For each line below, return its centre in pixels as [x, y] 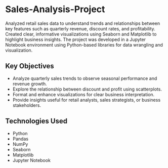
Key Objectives [30, 66]
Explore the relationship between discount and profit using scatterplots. [87, 89]
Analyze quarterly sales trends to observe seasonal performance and [85, 78]
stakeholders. [27, 105]
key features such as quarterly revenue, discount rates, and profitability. [80, 28]
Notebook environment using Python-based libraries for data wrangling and [84, 45]
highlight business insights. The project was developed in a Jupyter [75, 39]
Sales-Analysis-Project [55, 9]
